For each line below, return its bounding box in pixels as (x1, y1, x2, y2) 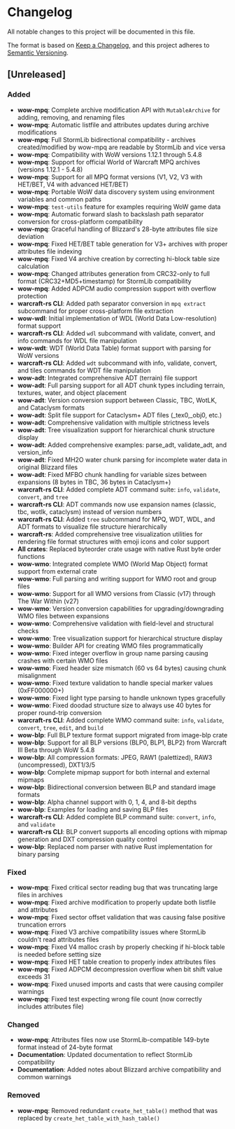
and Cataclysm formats (17, 403, 85, 412)
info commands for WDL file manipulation (17, 336, 138, 345)
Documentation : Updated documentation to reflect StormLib (17, 1051, 193, 1059)
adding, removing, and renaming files (17, 113, 125, 121)
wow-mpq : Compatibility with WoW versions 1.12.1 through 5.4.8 (17, 150, 203, 158)
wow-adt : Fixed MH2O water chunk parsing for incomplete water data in (17, 455, 227, 464)
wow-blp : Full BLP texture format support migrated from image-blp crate (17, 730, 228, 739)
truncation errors (17, 920, 66, 929)
